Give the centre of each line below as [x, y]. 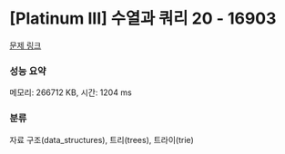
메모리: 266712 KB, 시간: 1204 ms [71, 92]
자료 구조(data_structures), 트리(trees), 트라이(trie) [102, 140]
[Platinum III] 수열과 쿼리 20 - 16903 [143, 19]
